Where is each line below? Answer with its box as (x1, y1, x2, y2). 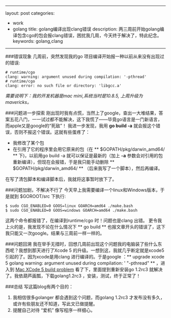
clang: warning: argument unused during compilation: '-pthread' (5, 74, 147, 79)
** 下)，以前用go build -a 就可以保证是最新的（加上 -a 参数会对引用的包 (12, 153, 163, 158)
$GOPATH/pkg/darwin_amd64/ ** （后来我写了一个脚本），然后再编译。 (12, 165, 163, 171)
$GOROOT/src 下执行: (19, 193, 66, 199)
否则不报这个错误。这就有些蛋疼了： (14, 129, 90, 135)
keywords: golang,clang (12, 38, 63, 44)
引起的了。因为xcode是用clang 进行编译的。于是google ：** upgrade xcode (5, 254, 164, 259)
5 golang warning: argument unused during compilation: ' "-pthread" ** (5, 260, 155, 266)
